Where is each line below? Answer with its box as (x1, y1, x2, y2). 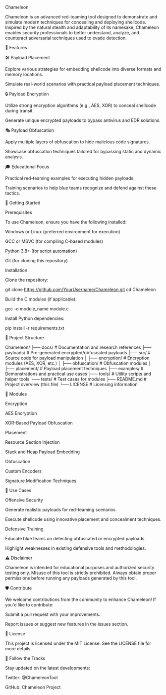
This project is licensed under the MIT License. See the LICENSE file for (5, 640, 152, 646)
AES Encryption (5, 410, 37, 416)
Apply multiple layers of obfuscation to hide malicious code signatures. (5, 139, 150, 145)
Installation (5, 267, 28, 273)
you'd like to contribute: (5, 602, 54, 607)
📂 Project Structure (5, 335, 44, 340)
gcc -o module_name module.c (5, 306, 69, 311)
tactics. (5, 190, 20, 196)
